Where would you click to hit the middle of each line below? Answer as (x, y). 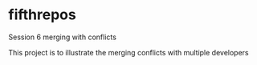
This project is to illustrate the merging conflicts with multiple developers (128, 52)
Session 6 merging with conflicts (62, 37)
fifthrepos (42, 15)
